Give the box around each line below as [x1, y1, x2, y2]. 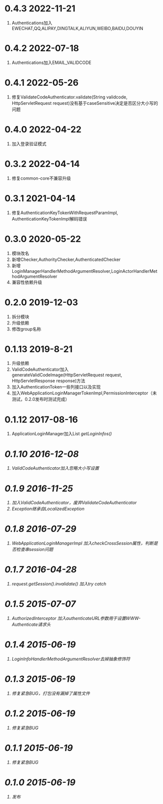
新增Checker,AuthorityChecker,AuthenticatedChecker [11, 257, 121, 262]
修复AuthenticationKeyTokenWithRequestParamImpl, [11, 210, 118, 216]
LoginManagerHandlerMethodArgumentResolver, [11, 268, 111, 274]
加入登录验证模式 [11, 141, 47, 147]
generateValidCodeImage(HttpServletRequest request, [11, 372, 122, 378]
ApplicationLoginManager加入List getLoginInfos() [11, 431, 112, 437]
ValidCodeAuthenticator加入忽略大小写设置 [11, 465, 99, 471]
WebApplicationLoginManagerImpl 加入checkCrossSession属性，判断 [11, 540, 154, 547]
